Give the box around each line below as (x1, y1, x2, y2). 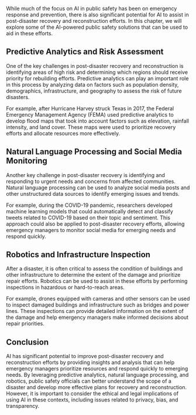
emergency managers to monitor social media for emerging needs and (6, 226, 176, 233)
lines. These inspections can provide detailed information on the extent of (6, 308, 184, 315)
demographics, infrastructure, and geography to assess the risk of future (6, 87, 183, 94)
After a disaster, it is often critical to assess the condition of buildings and (6, 265, 183, 272)
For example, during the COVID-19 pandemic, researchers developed (6, 202, 173, 209)
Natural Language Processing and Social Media (6, 147, 183, 157)
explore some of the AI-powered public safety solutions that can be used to (6, 23, 188, 30)
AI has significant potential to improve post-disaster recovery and (6, 353, 164, 360)
